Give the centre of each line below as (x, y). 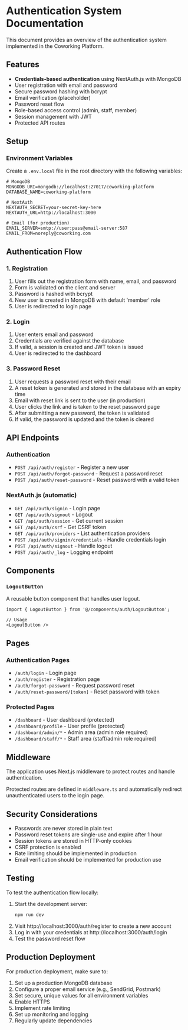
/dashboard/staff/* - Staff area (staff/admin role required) (86, 739)
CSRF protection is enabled (48, 847)
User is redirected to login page (53, 307)
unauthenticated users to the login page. (55, 796)
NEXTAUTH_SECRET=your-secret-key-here (54, 208)
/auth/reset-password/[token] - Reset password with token (87, 692)
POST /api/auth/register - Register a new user (72, 467)
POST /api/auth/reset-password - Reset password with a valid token (97, 480)
